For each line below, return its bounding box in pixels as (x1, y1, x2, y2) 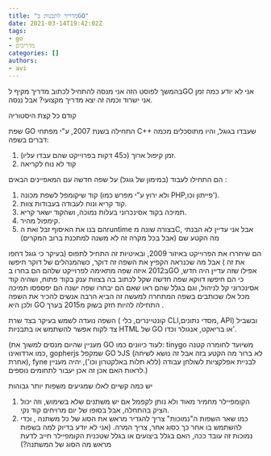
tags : (8, 27, 27, 35)
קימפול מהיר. (19, 215, 60, 226)
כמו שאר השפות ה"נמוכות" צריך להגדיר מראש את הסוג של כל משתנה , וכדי (19, 413, 248, 423)
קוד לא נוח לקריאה (19, 159, 77, 168)
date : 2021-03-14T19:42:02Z (8, 19, 103, 27)
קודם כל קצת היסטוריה (8, 110, 77, 120)
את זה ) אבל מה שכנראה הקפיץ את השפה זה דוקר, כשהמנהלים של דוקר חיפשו (8, 257, 245, 267)
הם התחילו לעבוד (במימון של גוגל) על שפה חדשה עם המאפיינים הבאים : (8, 174, 227, 184)
